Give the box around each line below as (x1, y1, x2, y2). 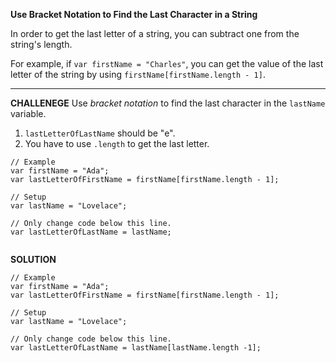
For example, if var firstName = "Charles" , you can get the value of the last (10, 58, 324, 69)
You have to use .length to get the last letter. (24, 138, 210, 149)
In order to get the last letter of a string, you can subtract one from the (10, 28, 300, 39)
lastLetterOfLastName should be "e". (24, 127, 176, 139)
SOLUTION (10, 254, 57, 265)
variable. (10, 108, 47, 119)
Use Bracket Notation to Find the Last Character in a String (10, 9, 258, 20)
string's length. (10, 39, 73, 50)
